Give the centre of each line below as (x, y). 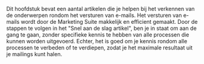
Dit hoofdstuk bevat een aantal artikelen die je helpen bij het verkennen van (101, 9)
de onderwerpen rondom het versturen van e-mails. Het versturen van (94, 15)
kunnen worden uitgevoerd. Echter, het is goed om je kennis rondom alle (97, 41)
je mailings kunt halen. (34, 54)
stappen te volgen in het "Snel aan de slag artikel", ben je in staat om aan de (102, 28)
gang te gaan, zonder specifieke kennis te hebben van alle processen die (98, 35)
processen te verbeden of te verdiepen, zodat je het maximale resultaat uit (100, 48)
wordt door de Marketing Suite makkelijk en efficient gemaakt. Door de (109, 22)
